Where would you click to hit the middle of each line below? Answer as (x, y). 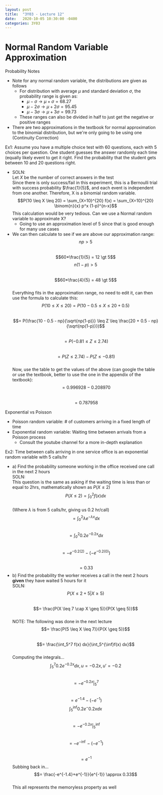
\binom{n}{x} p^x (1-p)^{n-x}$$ (85, 206)
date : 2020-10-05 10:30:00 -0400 (41, 19)
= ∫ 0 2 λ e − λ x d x (86, 518)
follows (19, 86)
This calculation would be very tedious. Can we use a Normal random (82, 213)
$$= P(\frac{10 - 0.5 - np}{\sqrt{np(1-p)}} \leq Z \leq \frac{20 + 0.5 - (81, 321)
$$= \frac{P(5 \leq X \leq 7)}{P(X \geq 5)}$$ (86, 629)
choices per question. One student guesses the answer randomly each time (81, 152)
